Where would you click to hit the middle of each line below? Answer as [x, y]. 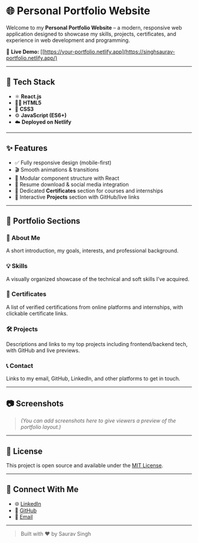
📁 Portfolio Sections [43, 221]
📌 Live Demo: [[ [25, 51]
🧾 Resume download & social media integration [72, 184]
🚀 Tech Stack [31, 82]
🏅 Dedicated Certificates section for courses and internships [89, 190]
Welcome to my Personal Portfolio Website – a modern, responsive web [94, 27]
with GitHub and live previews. [43, 351]
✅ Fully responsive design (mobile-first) [63, 162]
